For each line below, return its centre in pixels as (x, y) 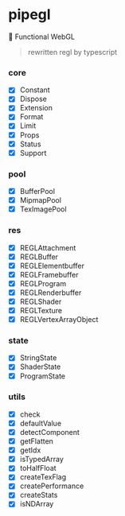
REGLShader (41, 301)
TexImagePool (43, 209)
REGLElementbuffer (52, 266)
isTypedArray (41, 460)
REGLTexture (41, 310)
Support (33, 153)
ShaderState (40, 367)
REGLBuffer (39, 257)
